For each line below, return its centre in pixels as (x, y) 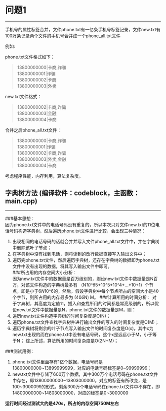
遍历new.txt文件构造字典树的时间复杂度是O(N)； (61, 316)
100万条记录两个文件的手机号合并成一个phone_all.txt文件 (63, 36)
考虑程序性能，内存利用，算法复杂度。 (44, 176)
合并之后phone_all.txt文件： (33, 130)
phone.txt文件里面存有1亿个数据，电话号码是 (58, 362)
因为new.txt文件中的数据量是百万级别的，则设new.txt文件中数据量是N (83, 278)
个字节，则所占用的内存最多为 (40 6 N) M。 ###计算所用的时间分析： (82, 297)
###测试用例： (20, 351)
